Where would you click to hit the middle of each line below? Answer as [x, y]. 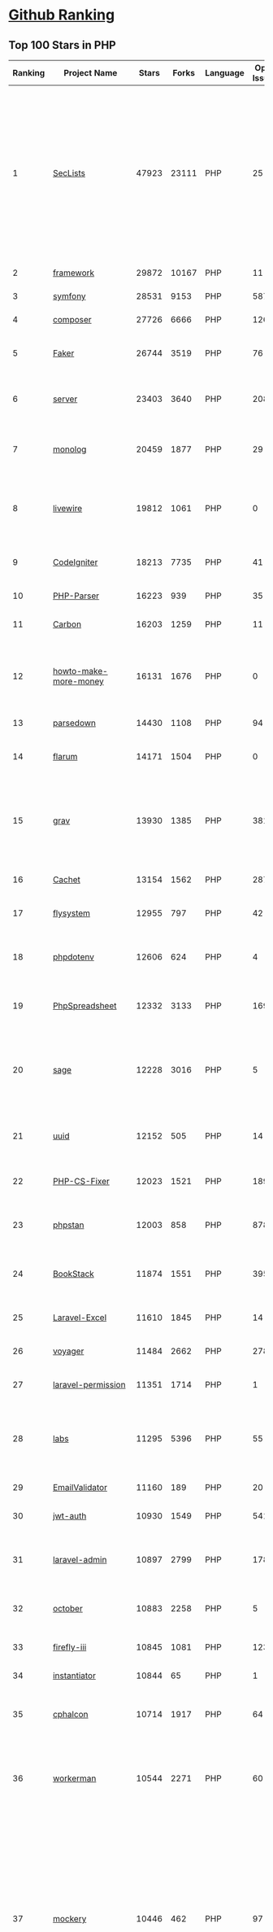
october [67, 1609]
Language [225, 73]
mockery [69, 1919]
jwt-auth [69, 1516]
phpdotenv [74, 957]
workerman [74, 1778]
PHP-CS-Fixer [81, 1181]
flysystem [71, 913]
